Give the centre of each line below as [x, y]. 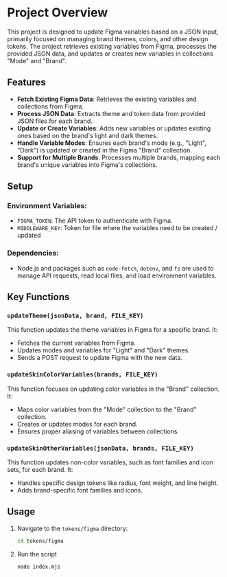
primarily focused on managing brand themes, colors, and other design [108, 38]
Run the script [37, 554]
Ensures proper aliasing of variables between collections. [98, 431]
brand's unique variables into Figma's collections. [87, 165]
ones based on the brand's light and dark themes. [87, 135]
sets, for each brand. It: [40, 470]
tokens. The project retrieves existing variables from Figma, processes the [112, 46]
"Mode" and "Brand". [37, 60]
